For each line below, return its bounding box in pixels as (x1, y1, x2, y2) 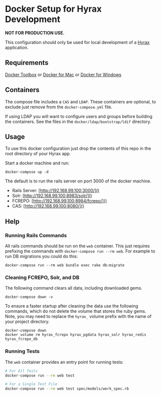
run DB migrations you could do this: (5, 254, 78, 259)
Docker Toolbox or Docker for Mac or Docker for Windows (5, 72, 122, 78)
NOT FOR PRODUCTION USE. (5, 30, 64, 36)
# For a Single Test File (5, 382, 57, 387)
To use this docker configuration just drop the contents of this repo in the (5, 145, 151, 152)
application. (5, 44, 29, 50)
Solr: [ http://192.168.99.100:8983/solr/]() (12, 193, 92, 198)
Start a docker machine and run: (5, 160, 69, 166)
